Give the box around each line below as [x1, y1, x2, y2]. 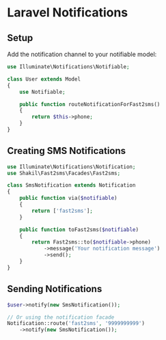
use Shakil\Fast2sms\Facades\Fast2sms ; [7, 170, 121, 176]
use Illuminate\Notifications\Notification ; [7, 163, 136, 170]
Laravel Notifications [7, 5, 128, 21]
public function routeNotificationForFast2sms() [19, 101, 161, 107]
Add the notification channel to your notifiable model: [7, 50, 157, 58]
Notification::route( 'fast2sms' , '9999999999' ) [7, 320, 146, 327]
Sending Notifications [7, 283, 102, 295]
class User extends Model [7, 75, 81, 83]
